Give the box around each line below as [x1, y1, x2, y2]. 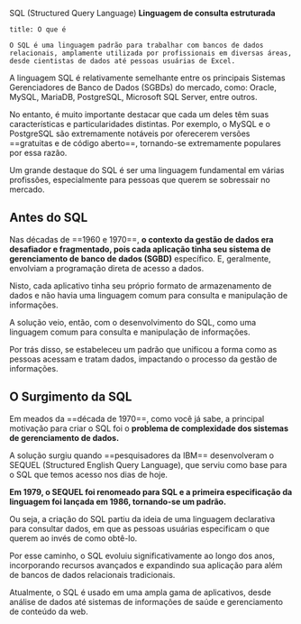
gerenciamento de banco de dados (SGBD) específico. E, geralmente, [9, 252, 272, 264]
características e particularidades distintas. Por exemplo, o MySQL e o [9, 119, 270, 129]
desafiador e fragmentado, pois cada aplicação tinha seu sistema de [9, 243, 271, 254]
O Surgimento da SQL [9, 390, 132, 405]
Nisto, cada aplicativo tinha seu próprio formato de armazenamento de [9, 280, 272, 291]
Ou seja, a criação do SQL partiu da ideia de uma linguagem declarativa [9, 513, 276, 524]
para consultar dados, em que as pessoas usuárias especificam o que [9, 523, 270, 534]
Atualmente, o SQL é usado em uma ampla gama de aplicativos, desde [9, 586, 272, 598]
